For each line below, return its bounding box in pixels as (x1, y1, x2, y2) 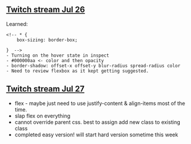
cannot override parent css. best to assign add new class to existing (14, 118, 180, 126)
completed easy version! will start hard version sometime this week (14, 131, 179, 138)
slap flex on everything (14, 112, 71, 119)
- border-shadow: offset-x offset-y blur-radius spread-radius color (6, 63, 181, 68)
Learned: (6, 20, 28, 27)
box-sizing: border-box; (17, 37, 78, 43)
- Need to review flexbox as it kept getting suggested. (6, 68, 149, 74)
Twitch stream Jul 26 (6, 5, 85, 15)
